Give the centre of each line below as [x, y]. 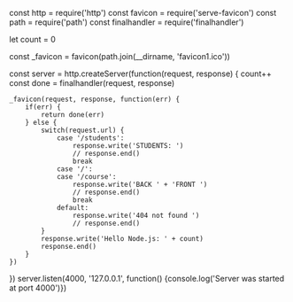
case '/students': [90, 138]
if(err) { [43, 107]
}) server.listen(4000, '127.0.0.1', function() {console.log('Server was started [147, 279]
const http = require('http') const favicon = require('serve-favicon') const [143, 13]
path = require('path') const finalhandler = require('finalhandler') [127, 22]
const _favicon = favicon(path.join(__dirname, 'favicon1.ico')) [120, 56]
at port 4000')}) [38, 288]
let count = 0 [32, 39]
